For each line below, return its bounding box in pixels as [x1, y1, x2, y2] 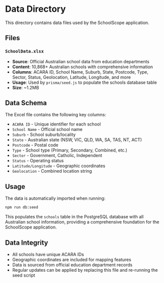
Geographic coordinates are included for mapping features [12, 257, 132, 262]
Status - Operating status [12, 158, 64, 164]
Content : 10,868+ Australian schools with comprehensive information [12, 64, 153, 70]
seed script [12, 272, 35, 278]
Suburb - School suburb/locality [12, 131, 76, 138]
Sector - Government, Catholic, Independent [12, 153, 102, 158]
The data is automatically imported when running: [5, 195, 106, 202]
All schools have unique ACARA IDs [12, 251, 84, 257]
